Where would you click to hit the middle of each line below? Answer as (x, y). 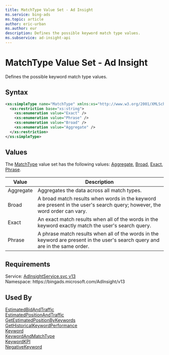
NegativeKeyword (24, 347)
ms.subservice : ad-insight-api (38, 38)
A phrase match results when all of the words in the (98, 234)
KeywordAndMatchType (30, 336)
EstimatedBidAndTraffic (30, 310)
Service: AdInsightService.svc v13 (40, 276)
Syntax (17, 93)
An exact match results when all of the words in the (98, 219)
